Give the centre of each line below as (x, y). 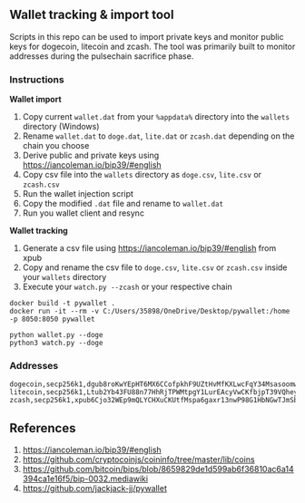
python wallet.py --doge (56, 335)
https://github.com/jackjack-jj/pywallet (95, 488)
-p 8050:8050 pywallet (52, 319)
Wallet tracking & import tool (92, 15)
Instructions (37, 79)
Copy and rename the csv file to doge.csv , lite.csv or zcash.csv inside (155, 267)
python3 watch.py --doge (56, 343)
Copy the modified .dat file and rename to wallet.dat (123, 204)
